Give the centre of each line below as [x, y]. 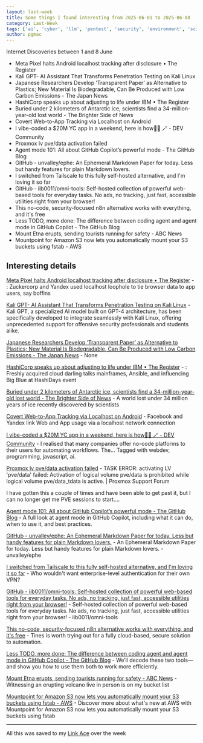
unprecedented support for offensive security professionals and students [98, 324]
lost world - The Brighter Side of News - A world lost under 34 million [102, 398]
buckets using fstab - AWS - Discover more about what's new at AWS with [99, 703]
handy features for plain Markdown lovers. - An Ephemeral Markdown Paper [101, 542]
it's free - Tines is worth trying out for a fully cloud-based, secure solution [98, 635]
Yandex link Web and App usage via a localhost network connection [91, 423]
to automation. [24, 642]
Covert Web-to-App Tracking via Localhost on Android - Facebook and [95, 416]
